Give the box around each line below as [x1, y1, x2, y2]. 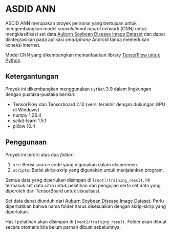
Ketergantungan [5, 72, 59, 81]
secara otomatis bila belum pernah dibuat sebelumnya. [5, 224, 121, 230]
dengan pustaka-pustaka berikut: [5, 91, 76, 97]
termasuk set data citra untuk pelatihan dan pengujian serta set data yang [5, 182, 161, 188]
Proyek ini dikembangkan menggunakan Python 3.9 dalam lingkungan [5, 86, 152, 92]
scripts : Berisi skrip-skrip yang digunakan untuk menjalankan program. [12, 167, 164, 173]
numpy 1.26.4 [12, 112, 42, 118]
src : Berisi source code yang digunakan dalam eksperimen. [12, 161, 138, 167]
